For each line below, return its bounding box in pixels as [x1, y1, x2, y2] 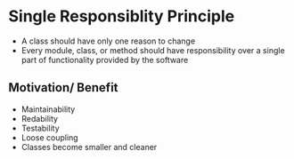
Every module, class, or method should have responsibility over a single [20, 44, 286, 55]
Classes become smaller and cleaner [20, 141, 158, 152]
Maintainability [20, 104, 76, 115]
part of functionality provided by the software [20, 54, 189, 65]
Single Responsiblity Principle [8, 6, 235, 27]
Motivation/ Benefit [8, 80, 118, 95]
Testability [20, 123, 60, 133]
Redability [20, 113, 59, 123]
